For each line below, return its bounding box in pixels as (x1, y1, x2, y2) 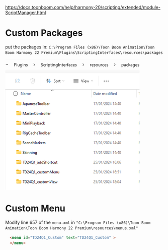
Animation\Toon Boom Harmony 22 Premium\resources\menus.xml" (5, 225, 138, 231)
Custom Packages (5, 27, 83, 39)
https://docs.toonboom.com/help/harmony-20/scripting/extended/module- (5, 5, 161, 10)
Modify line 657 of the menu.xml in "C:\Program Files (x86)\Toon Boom (5, 219, 151, 225)
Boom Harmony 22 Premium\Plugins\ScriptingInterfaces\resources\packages (5, 50, 163, 55)
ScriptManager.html (5, 10, 46, 16)
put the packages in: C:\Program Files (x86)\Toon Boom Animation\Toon (5, 44, 155, 50)
